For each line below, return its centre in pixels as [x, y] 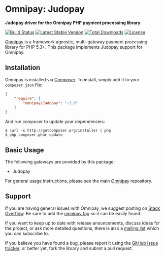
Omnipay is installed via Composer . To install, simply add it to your [72, 79]
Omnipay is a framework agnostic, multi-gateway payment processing [76, 42]
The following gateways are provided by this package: [60, 161]
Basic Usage [25, 150]
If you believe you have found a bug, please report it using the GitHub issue [82, 243]
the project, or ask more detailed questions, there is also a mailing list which [82, 228]
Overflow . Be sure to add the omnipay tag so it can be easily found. [73, 213]
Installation [23, 68]
